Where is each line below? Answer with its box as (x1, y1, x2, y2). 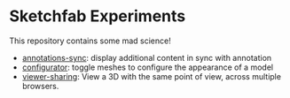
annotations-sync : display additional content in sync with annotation (21, 52, 272, 63)
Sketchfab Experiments (9, 6, 186, 26)
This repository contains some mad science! (9, 35, 171, 46)
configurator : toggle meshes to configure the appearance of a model (21, 62, 273, 72)
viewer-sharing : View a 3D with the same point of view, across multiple (21, 71, 282, 81)
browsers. (21, 80, 59, 91)
